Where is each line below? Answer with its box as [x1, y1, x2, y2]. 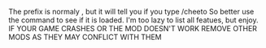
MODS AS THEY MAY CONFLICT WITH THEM [8, 32, 163, 42]
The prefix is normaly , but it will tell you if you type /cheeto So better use [8, 7, 255, 16]
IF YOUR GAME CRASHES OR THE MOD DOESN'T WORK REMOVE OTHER [8, 24, 258, 33]
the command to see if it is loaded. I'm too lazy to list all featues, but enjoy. [8, 15, 259, 25]
